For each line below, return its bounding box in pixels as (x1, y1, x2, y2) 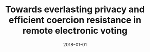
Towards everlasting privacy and (5, 4, 145, 15)
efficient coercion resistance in (8, 14, 142, 26)
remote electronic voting (22, 25, 128, 36)
